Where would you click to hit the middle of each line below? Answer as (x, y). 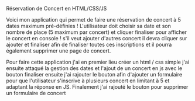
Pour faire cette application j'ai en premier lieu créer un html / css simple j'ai (97, 62)
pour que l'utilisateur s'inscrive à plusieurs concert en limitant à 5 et (88, 81)
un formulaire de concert (36, 93)
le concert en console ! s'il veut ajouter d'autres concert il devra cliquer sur (97, 38)
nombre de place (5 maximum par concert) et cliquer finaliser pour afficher (97, 32)
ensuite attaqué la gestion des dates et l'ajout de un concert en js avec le (94, 68)
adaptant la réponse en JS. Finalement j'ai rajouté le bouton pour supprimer (97, 87)
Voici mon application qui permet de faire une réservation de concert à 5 (94, 20)
